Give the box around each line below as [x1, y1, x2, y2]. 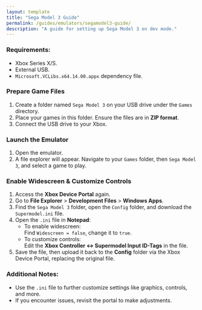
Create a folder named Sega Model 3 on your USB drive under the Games [15, 101, 192, 108]
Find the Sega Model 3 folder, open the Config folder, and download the [15, 204, 192, 211]
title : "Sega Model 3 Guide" [6, 15, 80, 21]
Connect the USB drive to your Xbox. [15, 120, 108, 128]
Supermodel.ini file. [15, 210, 65, 218]
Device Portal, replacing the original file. [15, 255, 115, 262]
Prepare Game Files [6, 87, 65, 95]
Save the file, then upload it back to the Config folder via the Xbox [15, 248, 180, 256]
